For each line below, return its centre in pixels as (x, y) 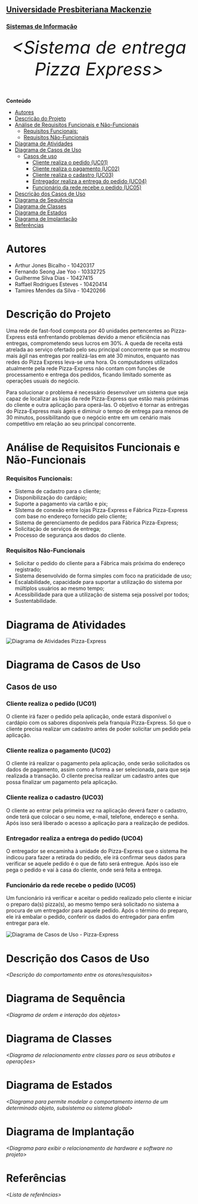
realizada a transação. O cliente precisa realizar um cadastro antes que (93, 776)
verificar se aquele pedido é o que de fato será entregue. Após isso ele (92, 864)
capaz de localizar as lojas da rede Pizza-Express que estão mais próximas (98, 399)
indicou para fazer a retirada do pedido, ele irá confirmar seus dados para (96, 857)
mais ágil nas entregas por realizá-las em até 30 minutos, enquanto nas (93, 355)
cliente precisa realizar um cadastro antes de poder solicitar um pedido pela (98, 729)
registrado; (28, 570)
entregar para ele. (28, 923)
